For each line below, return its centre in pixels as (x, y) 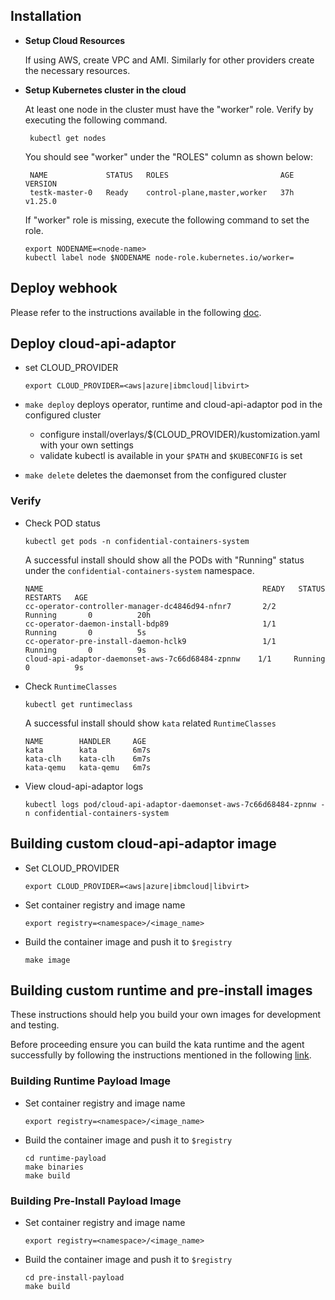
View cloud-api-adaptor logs (84, 786)
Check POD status (62, 523)
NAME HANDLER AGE (85, 741)
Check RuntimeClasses (71, 686)
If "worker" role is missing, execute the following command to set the (167, 220)
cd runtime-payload (65, 1158)
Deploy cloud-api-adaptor (93, 344)
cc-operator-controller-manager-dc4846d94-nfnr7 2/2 (150, 606)
